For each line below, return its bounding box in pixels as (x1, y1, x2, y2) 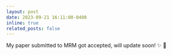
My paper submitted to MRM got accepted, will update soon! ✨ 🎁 (6, 42, 167, 49)
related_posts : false (6, 25, 61, 32)
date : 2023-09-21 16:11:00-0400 (6, 14, 87, 20)
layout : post (6, 8, 39, 15)
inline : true (6, 20, 39, 26)
